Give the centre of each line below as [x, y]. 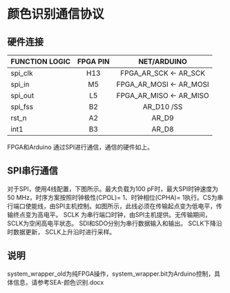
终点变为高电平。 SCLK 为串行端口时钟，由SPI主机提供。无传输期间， [112, 214]
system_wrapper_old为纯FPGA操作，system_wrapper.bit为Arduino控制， [111, 274]
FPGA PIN [93, 61]
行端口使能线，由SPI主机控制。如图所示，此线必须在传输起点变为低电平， [112, 206]
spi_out [22, 95]
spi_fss [22, 107]
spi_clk [22, 73]
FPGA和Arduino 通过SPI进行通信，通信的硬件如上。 [80, 147]
